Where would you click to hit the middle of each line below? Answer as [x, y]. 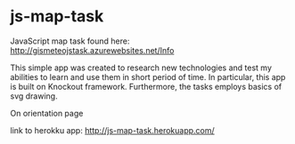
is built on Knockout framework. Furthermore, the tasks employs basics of [146, 86]
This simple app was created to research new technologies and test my [141, 68]
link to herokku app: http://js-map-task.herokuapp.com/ [112, 130]
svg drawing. [34, 96]
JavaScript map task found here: [70, 41]
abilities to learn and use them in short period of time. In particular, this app [148, 76]
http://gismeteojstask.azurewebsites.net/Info [92, 50]
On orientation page [47, 113]
